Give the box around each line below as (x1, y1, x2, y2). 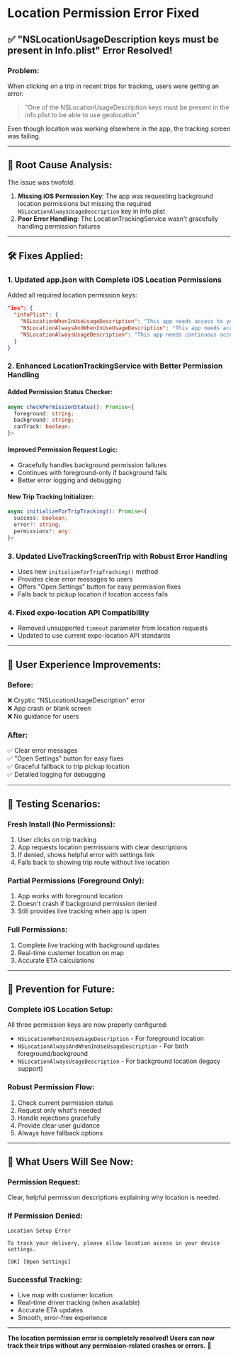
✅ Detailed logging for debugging (7, 770, 106, 779)
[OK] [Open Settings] (7, 1258, 72, 1265)
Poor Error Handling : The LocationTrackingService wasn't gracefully (17, 214, 218, 223)
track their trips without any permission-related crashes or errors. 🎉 (7, 1341, 212, 1350)
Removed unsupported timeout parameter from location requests (17, 623, 208, 633)
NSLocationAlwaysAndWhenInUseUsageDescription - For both (17, 1042, 189, 1050)
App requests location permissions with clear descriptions (17, 843, 188, 851)
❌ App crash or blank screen (7, 704, 91, 713)
